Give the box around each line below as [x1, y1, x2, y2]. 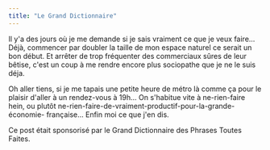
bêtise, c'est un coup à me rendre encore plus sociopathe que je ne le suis [8, 60, 256, 69]
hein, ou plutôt [8, 101, 56, 110]
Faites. [8, 134, 31, 144]
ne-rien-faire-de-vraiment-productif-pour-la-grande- [57, 101, 235, 110]
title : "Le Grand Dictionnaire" [8, 11, 117, 20]
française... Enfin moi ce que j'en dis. [46, 110, 169, 119]
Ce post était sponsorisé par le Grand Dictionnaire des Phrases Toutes [8, 125, 242, 135]
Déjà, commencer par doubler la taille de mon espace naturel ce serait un [8, 42, 252, 52]
